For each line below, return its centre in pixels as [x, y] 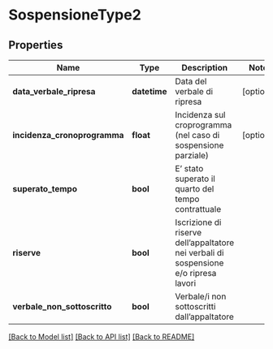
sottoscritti [195, 306]
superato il [195, 179]
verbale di [194, 91]
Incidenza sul [200, 115]
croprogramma [203, 125]
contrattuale [198, 209]
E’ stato [189, 168]
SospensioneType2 [75, 15]
